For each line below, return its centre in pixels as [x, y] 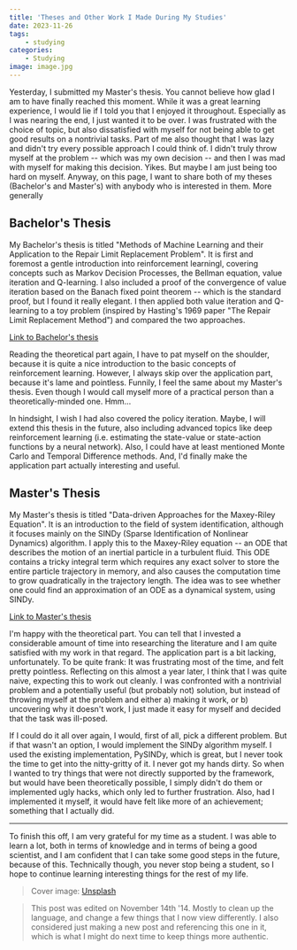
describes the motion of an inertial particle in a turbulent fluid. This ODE [140, 552]
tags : [19, 34]
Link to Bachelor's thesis [54, 336]
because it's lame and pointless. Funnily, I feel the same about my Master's [146, 382]
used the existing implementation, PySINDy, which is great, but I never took [146, 754]
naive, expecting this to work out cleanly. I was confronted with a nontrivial [145, 680]
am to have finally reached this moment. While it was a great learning [135, 101]
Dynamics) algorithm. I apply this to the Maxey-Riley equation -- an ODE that [148, 543]
